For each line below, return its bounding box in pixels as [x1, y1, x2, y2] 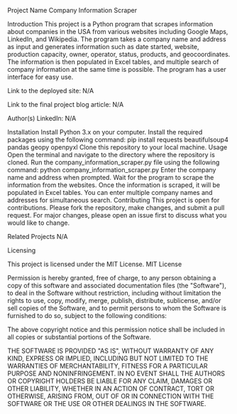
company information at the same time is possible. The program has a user [7, 65, 227, 73]
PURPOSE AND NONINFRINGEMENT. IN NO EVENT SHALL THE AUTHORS [7, 369, 226, 378]
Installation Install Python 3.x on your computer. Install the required [7, 128, 203, 136]
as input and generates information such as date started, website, [7, 43, 200, 51]
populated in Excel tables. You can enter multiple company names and [7, 189, 213, 196]
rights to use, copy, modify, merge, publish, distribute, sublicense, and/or [7, 297, 221, 304]
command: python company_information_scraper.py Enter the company [7, 166, 216, 174]
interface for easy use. [7, 73, 74, 81]
